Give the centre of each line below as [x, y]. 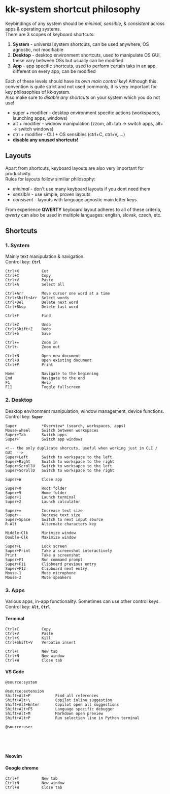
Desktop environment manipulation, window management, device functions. [85, 411]
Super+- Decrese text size [43, 515]
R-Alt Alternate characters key [51, 524]
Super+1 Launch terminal [41, 497]
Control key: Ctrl [23, 262]
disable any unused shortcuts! [45, 140]
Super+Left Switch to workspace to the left [59, 457]
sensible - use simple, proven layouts [52, 194]
